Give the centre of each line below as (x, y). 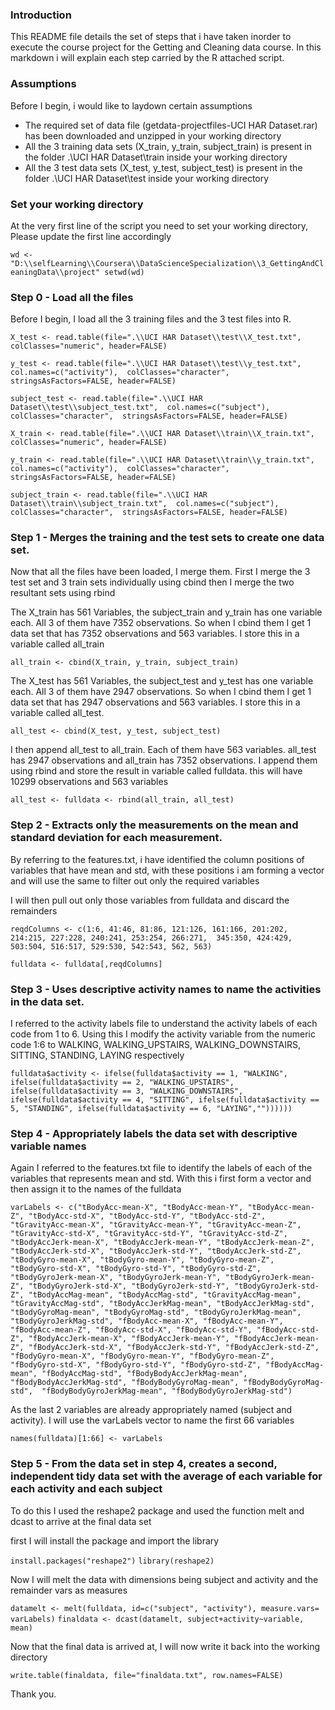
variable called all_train (57, 644)
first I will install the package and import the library (115, 1540)
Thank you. (33, 1694)
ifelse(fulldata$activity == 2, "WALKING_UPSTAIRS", (122, 1083)
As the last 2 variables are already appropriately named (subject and (151, 1410)
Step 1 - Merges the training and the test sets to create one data (167, 538)
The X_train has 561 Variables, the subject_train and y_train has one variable (166, 612)
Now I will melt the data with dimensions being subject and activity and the (164, 1579)
